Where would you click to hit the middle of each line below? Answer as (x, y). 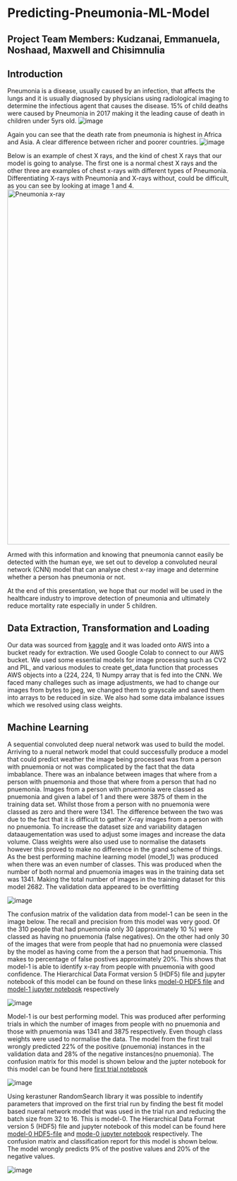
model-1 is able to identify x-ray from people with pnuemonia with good (111, 967)
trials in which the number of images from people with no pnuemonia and (114, 1024)
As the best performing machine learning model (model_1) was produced (113, 857)
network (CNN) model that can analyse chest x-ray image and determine (113, 570)
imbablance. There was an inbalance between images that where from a (112, 774)
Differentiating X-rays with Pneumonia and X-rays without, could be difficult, (118, 179)
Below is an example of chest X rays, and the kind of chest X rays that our (115, 156)
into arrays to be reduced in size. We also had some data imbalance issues (116, 697)
